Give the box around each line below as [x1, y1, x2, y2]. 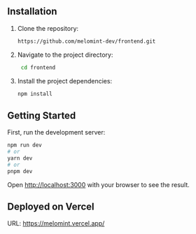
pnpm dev [7, 167, 33, 174]
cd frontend [20, 64, 56, 71]
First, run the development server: [7, 128, 106, 137]
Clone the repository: [17, 24, 79, 32]
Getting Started [7, 109, 76, 121]
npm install [17, 90, 52, 97]
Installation [7, 6, 57, 18]
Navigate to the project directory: [17, 50, 113, 59]
